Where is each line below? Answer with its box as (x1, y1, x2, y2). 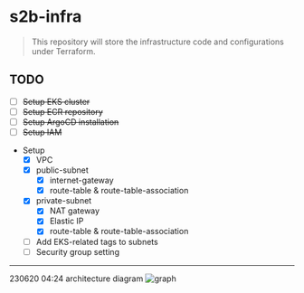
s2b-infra (9, 6, 82, 27)
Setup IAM (22, 127, 62, 137)
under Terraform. (31, 45, 96, 56)
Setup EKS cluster (22, 96, 90, 107)
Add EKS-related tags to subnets (35, 236, 158, 247)
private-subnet (35, 195, 92, 206)
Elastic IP (49, 215, 84, 227)
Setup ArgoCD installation (22, 116, 119, 128)
